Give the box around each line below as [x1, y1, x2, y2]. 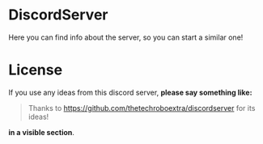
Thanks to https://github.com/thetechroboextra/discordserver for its [28, 103, 256, 112]
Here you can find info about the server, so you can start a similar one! [8, 32, 244, 42]
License [8, 61, 63, 79]
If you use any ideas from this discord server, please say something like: [8, 87, 252, 97]
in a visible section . [8, 127, 75, 137]
